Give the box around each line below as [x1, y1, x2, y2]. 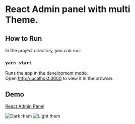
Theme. [5, 14, 39, 26]
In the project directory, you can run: [5, 48, 81, 53]
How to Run [5, 34, 42, 43]
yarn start [5, 60, 32, 66]
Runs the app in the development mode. [5, 70, 88, 76]
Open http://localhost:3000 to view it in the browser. [5, 75, 114, 81]
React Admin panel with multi [5, 4, 130, 15]
